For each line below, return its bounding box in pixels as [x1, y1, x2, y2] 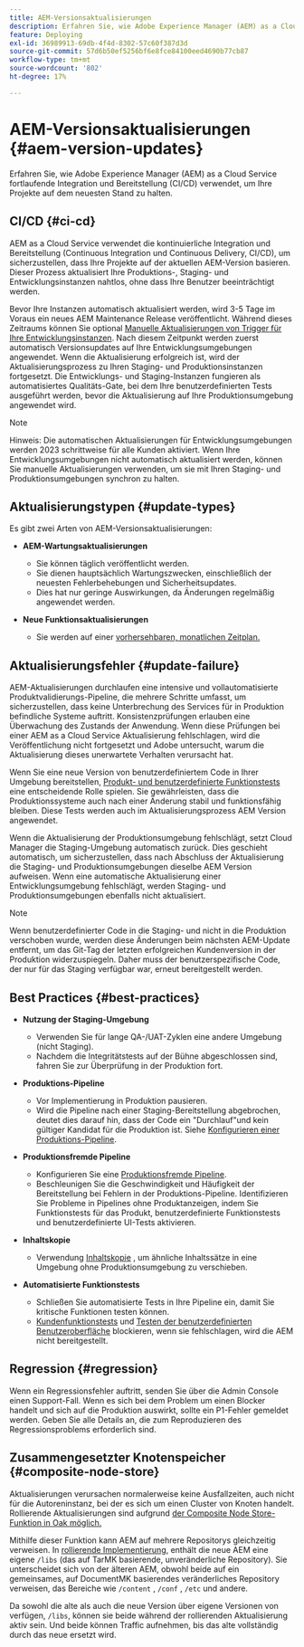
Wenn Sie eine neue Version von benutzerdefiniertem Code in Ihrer [9, 766, 260, 778]
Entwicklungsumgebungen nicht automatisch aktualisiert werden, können [9, 453, 283, 464]
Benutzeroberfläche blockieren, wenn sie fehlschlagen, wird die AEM [35, 1325, 294, 1336]
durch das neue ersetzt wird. [9, 1629, 117, 1640]
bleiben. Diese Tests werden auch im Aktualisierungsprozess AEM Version [9, 805, 287, 816]
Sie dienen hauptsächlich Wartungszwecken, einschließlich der [35, 567, 272, 579]
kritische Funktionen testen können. [35, 1306, 170, 1317]
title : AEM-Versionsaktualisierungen [9, 13, 152, 23]
